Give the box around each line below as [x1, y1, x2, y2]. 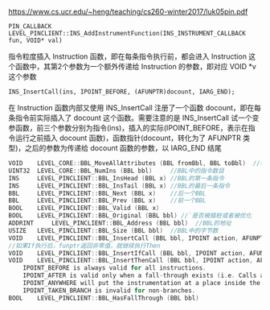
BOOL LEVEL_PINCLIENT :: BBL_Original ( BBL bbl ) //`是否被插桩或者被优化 [8, 212, 252, 220]
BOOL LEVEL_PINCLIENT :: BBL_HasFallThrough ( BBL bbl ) [8, 294, 199, 302]
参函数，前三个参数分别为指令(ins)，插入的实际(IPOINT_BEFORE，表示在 [8, 123, 249, 132]
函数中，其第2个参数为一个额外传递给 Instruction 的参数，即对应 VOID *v [14, 62, 257, 71]
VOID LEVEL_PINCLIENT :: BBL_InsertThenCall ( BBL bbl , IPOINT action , [8, 257, 253, 265]
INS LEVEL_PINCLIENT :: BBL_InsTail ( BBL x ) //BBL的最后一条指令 [8, 181, 231, 190]
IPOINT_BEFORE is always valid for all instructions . [22, 264, 207, 272]
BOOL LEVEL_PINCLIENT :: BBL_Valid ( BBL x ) [8, 205, 160, 213]
